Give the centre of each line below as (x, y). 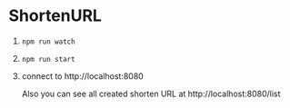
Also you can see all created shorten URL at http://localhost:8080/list (151, 93)
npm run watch (48, 42)
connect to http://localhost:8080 (83, 76)
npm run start (48, 59)
